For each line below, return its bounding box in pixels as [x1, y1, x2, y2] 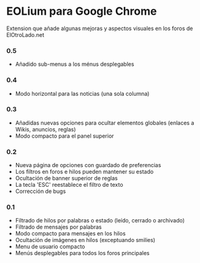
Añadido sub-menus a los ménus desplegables [15, 60, 134, 68]
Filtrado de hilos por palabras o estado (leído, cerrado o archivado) [15, 217, 185, 224]
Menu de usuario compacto [15, 243, 85, 250]
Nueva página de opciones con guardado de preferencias [15, 162, 161, 169]
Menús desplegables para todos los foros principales [15, 249, 150, 257]
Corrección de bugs [15, 187, 66, 195]
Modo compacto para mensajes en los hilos [15, 230, 126, 237]
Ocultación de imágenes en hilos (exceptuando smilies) [15, 237, 155, 244]
